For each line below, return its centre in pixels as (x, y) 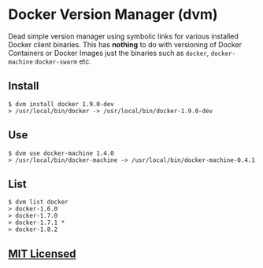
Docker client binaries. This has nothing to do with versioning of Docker (125, 44)
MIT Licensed (42, 253)
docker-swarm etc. (63, 61)
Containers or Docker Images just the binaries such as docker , (109, 53)
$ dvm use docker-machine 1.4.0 (61, 153)
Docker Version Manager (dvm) (113, 15)
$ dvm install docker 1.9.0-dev (61, 104)
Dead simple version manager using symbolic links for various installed (123, 36)
